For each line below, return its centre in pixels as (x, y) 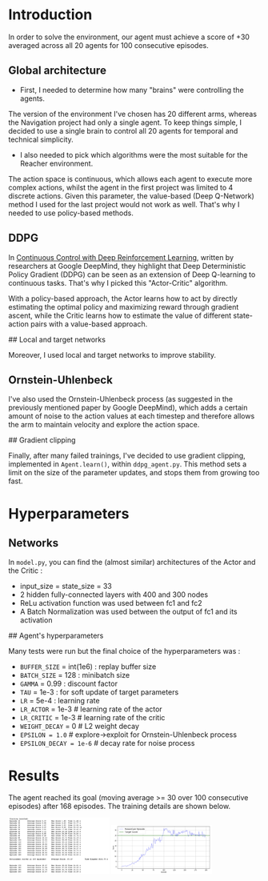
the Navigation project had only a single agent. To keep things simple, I (125, 122)
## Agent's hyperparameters (56, 636)
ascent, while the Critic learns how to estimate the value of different (120, 315)
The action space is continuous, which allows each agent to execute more (130, 178)
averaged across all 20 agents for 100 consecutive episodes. (109, 45)
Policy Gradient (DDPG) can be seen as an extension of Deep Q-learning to (132, 274)
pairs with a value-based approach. (89, 324)
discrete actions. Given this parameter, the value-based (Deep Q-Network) (131, 196)
